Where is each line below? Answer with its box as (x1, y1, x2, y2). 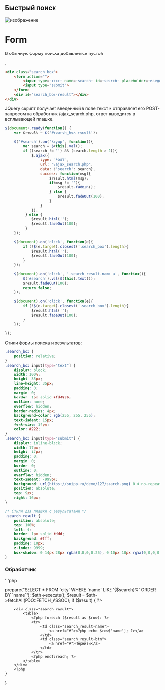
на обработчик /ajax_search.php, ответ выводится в (27, 110, 135, 117)
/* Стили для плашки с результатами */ (5, 509, 87, 514)
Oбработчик (5, 566, 36, 573)
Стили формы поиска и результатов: (5, 340, 82, 345)
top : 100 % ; (14, 523, 36, 528)
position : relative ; (14, 354, 56, 359)
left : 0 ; (14, 527, 32, 532)
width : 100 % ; (14, 372, 41, 377)
